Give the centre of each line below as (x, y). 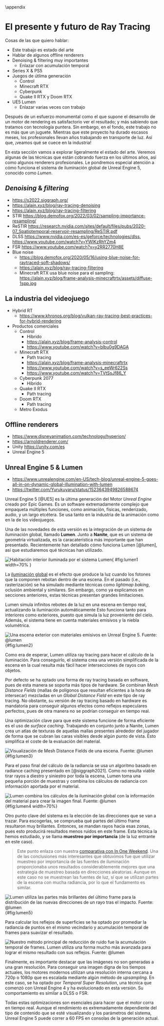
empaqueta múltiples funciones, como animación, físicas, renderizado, (76, 510)
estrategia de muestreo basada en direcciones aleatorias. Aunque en (86, 872)
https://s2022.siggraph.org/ (40, 200)
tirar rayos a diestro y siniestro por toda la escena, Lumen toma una (73, 776)
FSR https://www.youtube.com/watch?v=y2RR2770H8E (68, 247)
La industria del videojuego (47, 299)
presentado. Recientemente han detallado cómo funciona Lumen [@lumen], (81, 545)
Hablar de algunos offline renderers (48, 55)
